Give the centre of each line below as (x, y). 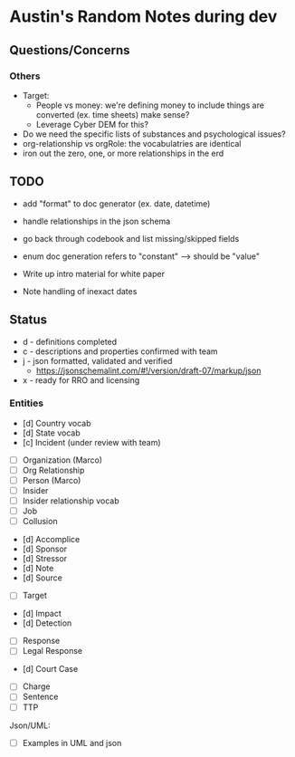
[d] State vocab (51, 433)
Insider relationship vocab (71, 501)
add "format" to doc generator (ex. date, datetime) (116, 203)
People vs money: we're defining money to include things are (150, 105)
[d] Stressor (45, 559)
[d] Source (43, 578)
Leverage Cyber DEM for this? (92, 124)
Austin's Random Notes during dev (143, 17)
